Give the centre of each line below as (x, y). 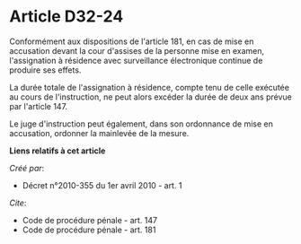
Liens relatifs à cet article (58, 151)
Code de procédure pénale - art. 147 (90, 220)
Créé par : (27, 168)
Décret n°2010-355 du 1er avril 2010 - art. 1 (102, 185)
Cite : (18, 203)
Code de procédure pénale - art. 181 (89, 230)
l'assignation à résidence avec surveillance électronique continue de (136, 60)
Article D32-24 (66, 17)
